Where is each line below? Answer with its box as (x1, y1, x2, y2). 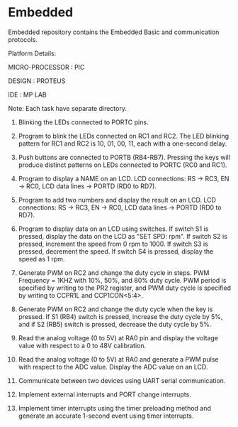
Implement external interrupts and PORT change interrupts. (18, 390, 192, 399)
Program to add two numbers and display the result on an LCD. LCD (18, 195, 217, 204)
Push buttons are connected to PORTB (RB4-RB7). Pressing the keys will (18, 153, 231, 161)
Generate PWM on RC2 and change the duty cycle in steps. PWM (18, 268, 210, 277)
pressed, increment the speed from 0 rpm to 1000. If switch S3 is (18, 239, 208, 248)
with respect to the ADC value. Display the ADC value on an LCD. (18, 362, 208, 371)
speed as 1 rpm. (18, 254, 65, 263)
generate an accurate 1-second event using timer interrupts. (18, 411, 194, 420)
